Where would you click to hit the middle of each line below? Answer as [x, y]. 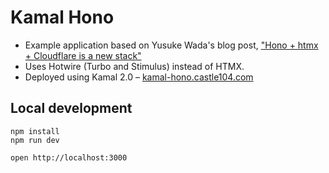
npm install [35, 131]
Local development [71, 108]
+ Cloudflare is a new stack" [83, 55]
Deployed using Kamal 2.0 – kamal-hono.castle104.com [139, 77]
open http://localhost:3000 [69, 157]
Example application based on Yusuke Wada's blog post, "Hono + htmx [171, 45]
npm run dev [35, 140]
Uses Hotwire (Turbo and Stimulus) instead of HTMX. [134, 66]
